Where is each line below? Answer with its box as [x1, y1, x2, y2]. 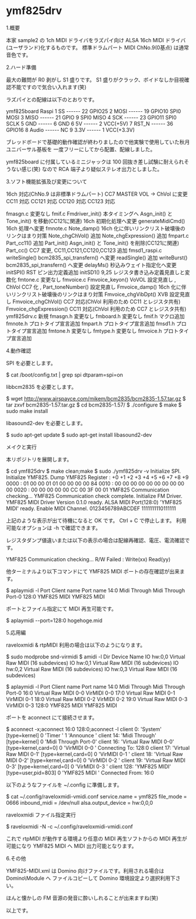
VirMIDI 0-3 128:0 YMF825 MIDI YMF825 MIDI [6, 702, 118, 709]
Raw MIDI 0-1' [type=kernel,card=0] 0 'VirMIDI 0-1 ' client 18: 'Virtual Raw [6, 750, 183, 757]
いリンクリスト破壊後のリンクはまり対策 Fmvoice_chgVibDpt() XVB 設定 [6, 291, 180, 298]
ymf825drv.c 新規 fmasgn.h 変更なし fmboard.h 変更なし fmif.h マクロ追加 [6, 312, 185, 320]
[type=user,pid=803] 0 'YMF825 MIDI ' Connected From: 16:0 [6, 769, 155, 776]
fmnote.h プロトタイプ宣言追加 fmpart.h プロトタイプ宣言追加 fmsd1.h [6, 320, 175, 327]
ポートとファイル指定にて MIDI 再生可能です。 [6, 605, 117, 612]
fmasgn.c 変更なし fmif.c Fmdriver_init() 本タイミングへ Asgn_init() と [6, 210, 173, 217]
